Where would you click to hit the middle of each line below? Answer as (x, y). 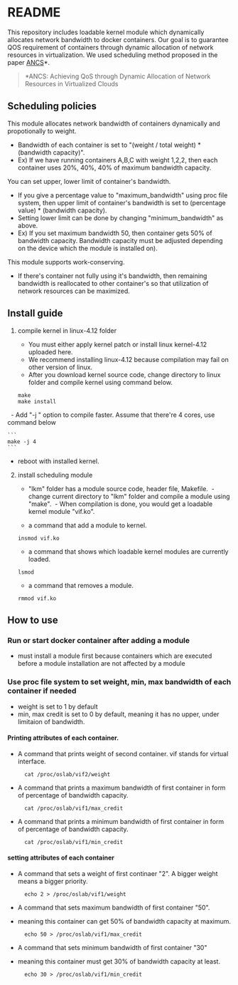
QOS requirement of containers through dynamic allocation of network (111, 47)
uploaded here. (50, 352)
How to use (33, 620)
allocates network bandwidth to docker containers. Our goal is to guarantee (118, 39)
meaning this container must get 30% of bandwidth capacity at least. (119, 961)
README (34, 12)
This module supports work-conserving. (66, 262)
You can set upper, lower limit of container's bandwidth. (89, 181)
